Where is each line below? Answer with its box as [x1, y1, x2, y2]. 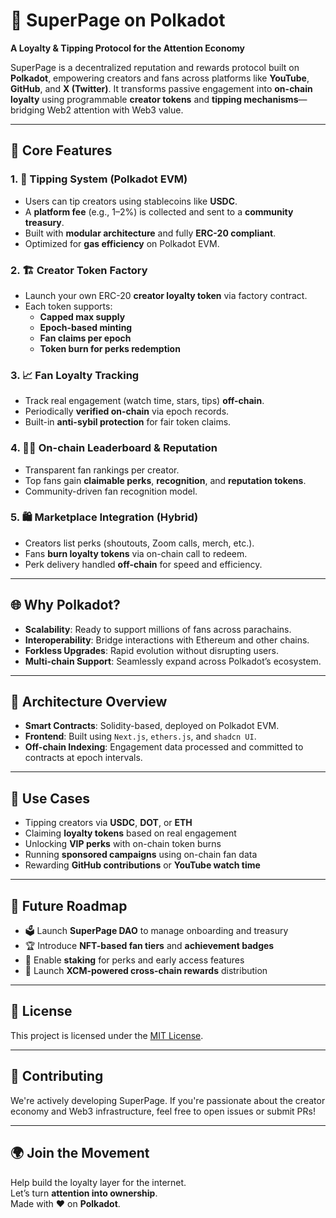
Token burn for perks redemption [39, 342, 181, 354]
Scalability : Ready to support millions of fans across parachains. [24, 623, 292, 635]
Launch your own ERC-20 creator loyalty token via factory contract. [24, 289, 308, 301]
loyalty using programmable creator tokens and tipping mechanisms [10, 93, 299, 105]
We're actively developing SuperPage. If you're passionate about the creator [10, 1094, 326, 1106]
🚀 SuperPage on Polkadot [10, 9, 226, 32]
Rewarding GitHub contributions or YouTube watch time [24, 859, 261, 871]
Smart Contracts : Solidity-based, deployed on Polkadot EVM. [24, 720, 280, 732]
